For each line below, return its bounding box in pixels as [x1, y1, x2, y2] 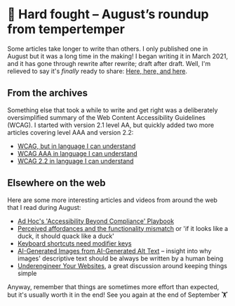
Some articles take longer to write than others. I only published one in [7, 44, 208, 53]
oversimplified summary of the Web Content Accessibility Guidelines [7, 113, 206, 121]
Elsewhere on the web [7, 177, 106, 189]
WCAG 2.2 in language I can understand [17, 157, 134, 165]
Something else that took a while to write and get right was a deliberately [7, 105, 218, 114]
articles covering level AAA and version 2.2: [7, 128, 134, 136]
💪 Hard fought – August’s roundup [7, 6, 209, 22]
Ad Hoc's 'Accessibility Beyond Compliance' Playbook [17, 217, 174, 225]
